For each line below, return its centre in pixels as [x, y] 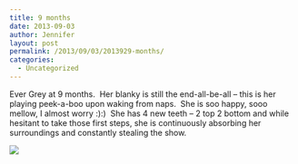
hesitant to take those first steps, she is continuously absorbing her [135, 122]
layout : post [34, 43]
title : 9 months [40, 18]
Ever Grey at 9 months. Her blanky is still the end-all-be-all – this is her [143, 94]
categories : [32, 60]
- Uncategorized [48, 69]
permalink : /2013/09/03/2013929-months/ [87, 52]
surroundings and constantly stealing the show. [98, 132]
